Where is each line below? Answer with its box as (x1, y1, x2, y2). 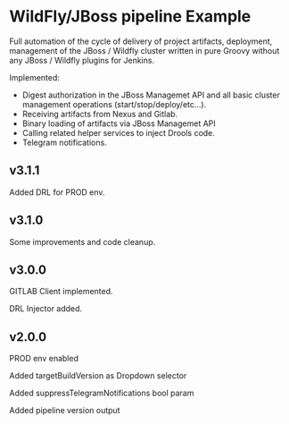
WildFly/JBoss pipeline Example (9, 6, 252, 27)
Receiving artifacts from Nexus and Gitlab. (21, 108, 178, 119)
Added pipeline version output (9, 405, 120, 416)
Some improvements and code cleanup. (9, 236, 156, 247)
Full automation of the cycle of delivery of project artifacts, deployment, (9, 36, 273, 47)
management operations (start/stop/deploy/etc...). (21, 98, 207, 109)
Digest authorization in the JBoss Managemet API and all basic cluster (21, 89, 281, 100)
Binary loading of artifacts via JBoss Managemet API (21, 118, 216, 129)
